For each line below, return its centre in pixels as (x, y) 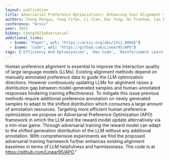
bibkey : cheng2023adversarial (37, 33)
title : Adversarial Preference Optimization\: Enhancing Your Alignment (83, 15)
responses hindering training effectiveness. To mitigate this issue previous (82, 93)
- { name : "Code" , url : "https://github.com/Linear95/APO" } (73, 47)
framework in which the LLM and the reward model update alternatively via (83, 120)
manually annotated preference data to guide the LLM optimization (74, 77)
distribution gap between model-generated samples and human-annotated (83, 88)
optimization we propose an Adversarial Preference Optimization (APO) (79, 114)
